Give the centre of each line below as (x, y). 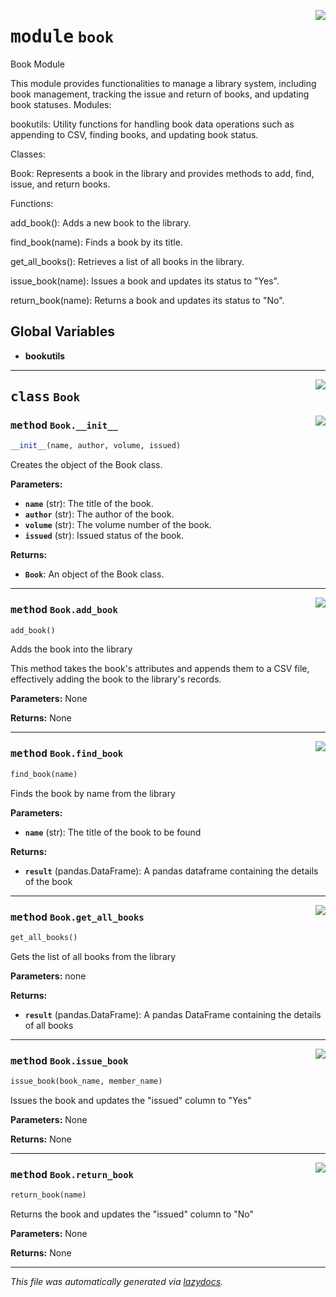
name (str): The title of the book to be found (113, 832)
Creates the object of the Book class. (86, 465)
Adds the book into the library (71, 649)
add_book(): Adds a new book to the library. (101, 222)
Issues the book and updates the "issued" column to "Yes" (131, 1100)
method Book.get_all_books (77, 917)
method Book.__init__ (64, 425)
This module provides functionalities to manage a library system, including (163, 83)
